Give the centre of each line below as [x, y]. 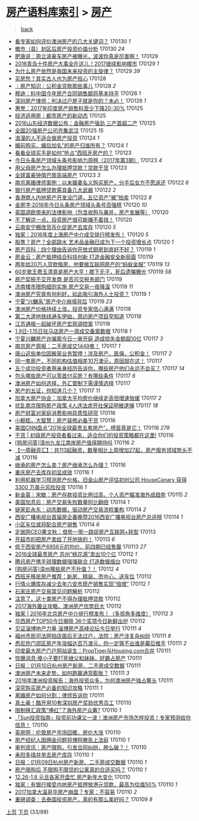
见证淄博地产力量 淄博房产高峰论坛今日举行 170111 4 [78, 628]
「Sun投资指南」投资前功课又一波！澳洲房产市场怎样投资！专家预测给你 [103, 718]
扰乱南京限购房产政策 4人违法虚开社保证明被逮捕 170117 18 [86, 405]
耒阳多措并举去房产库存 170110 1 [54, 754]
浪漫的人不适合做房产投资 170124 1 [57, 138]
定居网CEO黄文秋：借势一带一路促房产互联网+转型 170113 [85, 531]
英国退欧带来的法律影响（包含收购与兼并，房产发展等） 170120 [92, 212]
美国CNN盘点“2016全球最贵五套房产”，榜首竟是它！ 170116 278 [92, 427]
